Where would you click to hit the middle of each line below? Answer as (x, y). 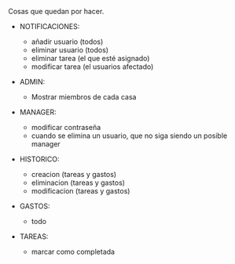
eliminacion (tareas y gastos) (78, 183)
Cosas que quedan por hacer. (56, 11)
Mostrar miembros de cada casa (84, 97)
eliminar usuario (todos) (70, 50)
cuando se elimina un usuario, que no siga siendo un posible (129, 136)
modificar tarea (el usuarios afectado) (92, 67)
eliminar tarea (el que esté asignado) (90, 58)
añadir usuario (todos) (67, 42)
